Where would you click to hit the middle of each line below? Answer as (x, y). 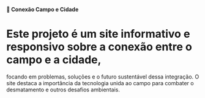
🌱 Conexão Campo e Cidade (43, 9)
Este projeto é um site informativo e (98, 34)
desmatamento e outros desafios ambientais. (63, 89)
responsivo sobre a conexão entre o (99, 47)
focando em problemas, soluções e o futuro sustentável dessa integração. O (103, 77)
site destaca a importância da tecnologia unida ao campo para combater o (100, 83)
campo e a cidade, (54, 60)
